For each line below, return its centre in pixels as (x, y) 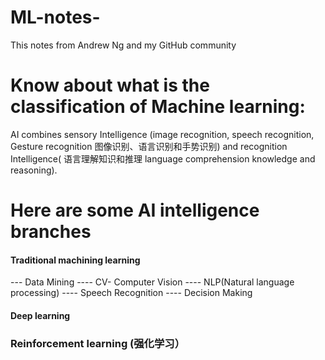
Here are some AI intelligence (135, 210)
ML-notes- (55, 17)
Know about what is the (110, 85)
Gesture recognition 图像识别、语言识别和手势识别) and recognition (149, 146)
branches (51, 232)
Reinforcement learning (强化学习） (98, 343)
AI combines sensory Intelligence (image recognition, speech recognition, (162, 134)
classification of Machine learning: (158, 107)
